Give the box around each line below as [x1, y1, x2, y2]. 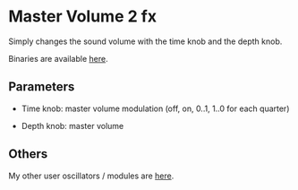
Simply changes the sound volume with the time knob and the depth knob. [8, 36, 283, 47]
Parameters [8, 79, 75, 95]
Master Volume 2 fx [8, 6, 158, 27]
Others [8, 146, 48, 162]
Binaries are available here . [8, 53, 108, 64]
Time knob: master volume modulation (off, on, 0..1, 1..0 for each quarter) [21, 103, 290, 114]
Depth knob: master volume [21, 120, 124, 131]
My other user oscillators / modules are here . [8, 170, 175, 181]
